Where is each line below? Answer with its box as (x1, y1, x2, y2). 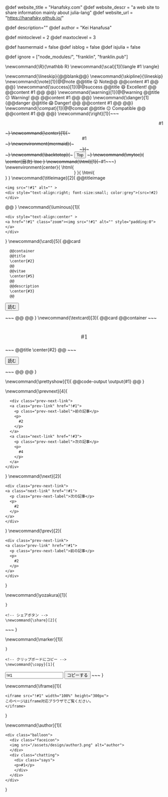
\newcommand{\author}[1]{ (5, 722, 62, 728)
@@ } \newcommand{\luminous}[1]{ (5, 204, 80, 210)
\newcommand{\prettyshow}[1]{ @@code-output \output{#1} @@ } (5, 378, 144, 384)
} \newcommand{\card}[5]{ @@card (5, 238, 81, 244)
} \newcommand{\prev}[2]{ (5, 528, 62, 534)
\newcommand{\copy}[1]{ (5, 662, 55, 667)
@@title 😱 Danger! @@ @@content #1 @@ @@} (31, 100, 134, 106)
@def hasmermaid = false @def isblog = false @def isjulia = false (5, 44, 141, 50)
